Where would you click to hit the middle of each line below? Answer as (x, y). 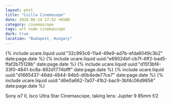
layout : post (19, 10)
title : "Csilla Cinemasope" (35, 15)
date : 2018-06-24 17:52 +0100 (38, 19)
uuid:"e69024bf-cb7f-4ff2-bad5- (132, 58)
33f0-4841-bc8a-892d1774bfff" (39, 69)
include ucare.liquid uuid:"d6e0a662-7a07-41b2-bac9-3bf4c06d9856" (80, 80)
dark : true (17, 34)
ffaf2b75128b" (21, 64)
